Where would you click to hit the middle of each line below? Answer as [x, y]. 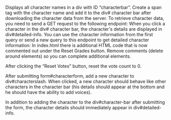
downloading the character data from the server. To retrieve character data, [85, 18]
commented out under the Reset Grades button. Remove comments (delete [84, 51]
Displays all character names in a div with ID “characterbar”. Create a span [83, 7]
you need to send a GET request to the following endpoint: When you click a [85, 23]
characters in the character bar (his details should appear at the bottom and [85, 87]
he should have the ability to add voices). [48, 92]
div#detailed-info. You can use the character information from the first [79, 34]
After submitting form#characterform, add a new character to [70, 76]
